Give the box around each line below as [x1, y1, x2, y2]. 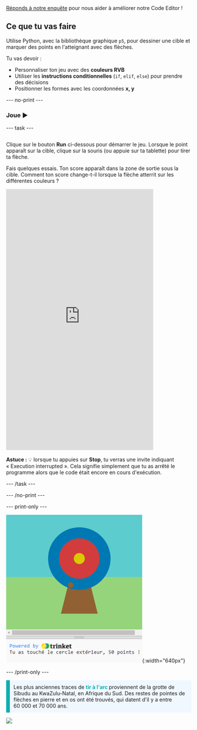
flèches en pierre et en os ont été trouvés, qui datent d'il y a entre [14, 696, 172, 704]
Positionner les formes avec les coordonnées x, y [14, 85, 135, 92]
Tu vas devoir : [6, 55, 42, 62]
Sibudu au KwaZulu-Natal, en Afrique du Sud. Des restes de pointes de [14, 690, 185, 697]
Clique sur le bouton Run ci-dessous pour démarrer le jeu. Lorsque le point [6, 141, 188, 148]
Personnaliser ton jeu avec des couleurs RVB [14, 66, 125, 73]
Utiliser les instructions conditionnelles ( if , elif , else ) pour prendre [14, 72, 183, 79]
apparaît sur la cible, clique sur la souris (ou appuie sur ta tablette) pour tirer [6, 147, 191, 154]
